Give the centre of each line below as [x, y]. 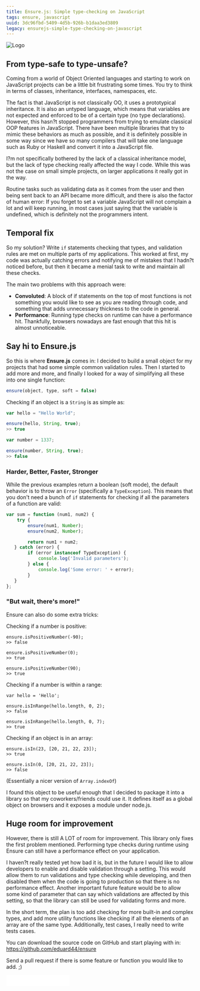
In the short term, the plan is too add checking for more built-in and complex [100, 912]
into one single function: [36, 380]
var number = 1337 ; [30, 440]
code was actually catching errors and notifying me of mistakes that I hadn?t [100, 260]
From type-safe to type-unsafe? [67, 64]
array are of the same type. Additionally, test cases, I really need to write [95, 924]
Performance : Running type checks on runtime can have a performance [103, 315]
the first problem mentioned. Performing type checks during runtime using [98, 844]
